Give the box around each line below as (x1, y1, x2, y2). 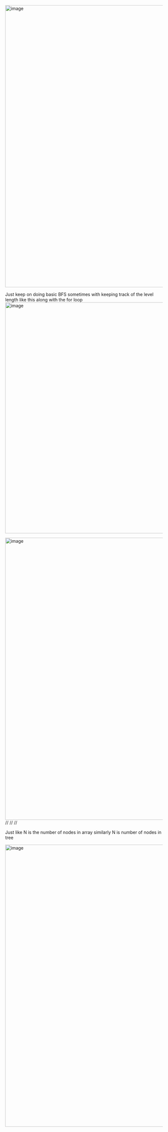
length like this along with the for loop (5, 297, 83, 302)
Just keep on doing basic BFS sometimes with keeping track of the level (5, 291, 154, 297)
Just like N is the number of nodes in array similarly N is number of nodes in (5, 830, 161, 835)
